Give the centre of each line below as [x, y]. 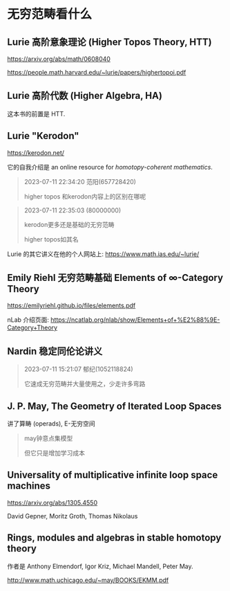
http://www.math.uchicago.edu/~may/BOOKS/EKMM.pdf [88, 580]
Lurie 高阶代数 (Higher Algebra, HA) [85, 96]
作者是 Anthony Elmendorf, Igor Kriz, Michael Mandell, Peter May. [100, 566]
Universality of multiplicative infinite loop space [113, 475]
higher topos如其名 [51, 239]
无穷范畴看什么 [50, 14]
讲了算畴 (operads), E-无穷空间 [51, 424]
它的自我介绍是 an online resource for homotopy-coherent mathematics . [110, 167]
